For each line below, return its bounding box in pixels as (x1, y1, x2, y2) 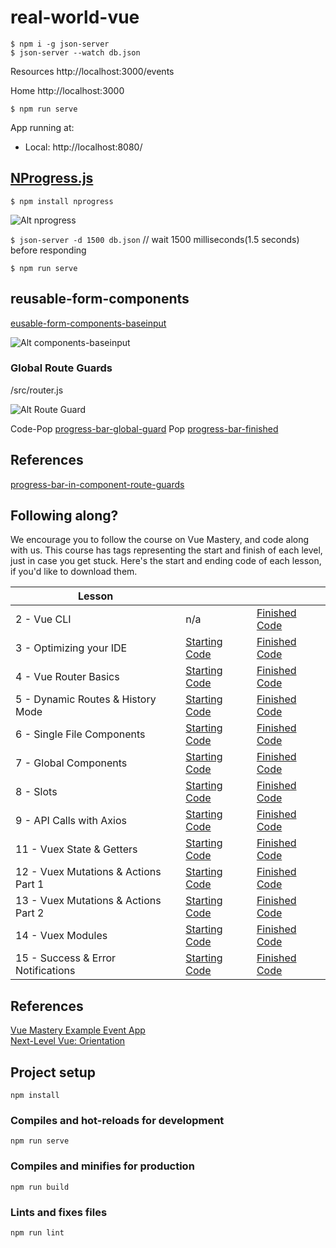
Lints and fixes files (10, 1205, 108, 1219)
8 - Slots (15, 785, 58, 799)
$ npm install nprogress (10, 196, 114, 206)
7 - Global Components (15, 756, 128, 770)
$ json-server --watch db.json (10, 47, 141, 58)
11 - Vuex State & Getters (15, 842, 138, 856)
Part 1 (15, 877, 45, 891)
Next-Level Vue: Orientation (10, 1035, 126, 1047)
